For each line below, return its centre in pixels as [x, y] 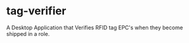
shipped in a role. [28, 33]
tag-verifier [36, 11]
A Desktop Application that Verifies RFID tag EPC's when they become [95, 27]
